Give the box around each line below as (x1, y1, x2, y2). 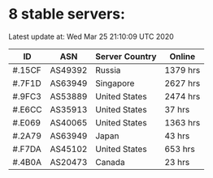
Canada (94, 156, 125, 167)
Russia (94, 64, 121, 75)
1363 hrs (164, 117, 201, 128)
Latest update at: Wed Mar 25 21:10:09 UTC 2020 (8, 32, 175, 41)
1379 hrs (164, 64, 201, 75)
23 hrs (164, 156, 190, 167)
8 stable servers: (8, 5, 126, 23)
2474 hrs (164, 91, 201, 102)
